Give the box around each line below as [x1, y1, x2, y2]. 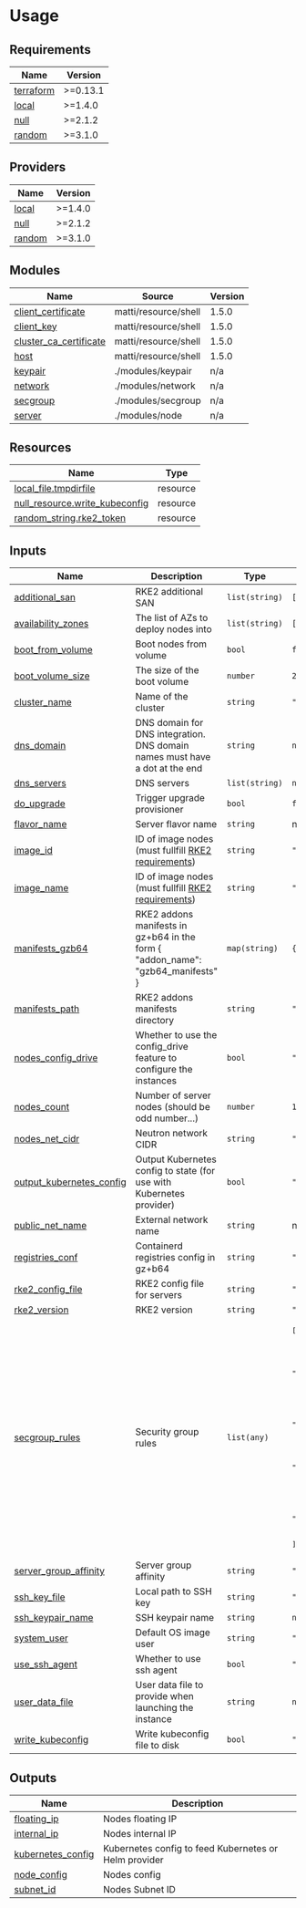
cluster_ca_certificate [14, 335, 107, 347]
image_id [14, 845, 53, 857]
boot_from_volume [14, 644, 93, 657]
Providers [9, 160, 66, 175]
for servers [135, 1289, 182, 1301]
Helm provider [103, 1853, 164, 1866]
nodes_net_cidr [14, 1133, 80, 1146]
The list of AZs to [135, 612, 209, 625]
